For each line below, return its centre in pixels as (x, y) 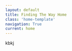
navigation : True (24, 24)
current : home (20, 29)
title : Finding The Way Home (36, 15)
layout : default (22, 10)
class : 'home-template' (30, 19)
